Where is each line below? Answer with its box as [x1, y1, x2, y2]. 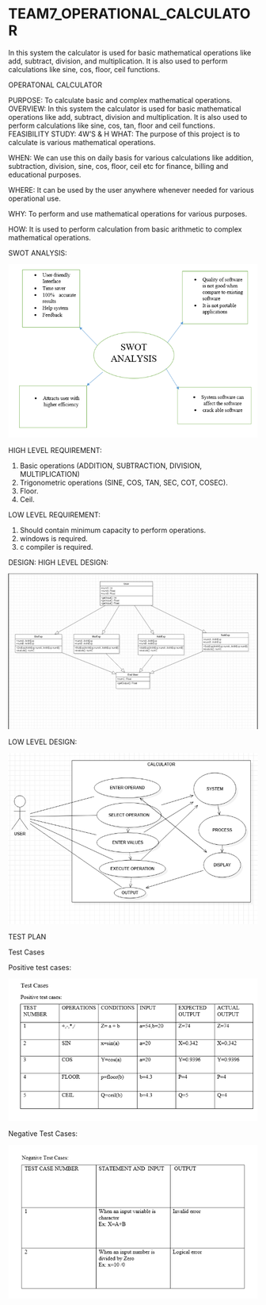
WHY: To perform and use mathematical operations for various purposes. [8, 209, 248, 218]
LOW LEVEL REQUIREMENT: [8, 510, 101, 520]
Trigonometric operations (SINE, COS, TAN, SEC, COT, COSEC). [19, 478, 228, 488]
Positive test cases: [8, 962, 72, 972]
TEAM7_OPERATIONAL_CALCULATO [8, 5, 251, 23]
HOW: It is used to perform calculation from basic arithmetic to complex [8, 224, 242, 234]
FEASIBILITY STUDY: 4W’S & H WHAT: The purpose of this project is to [8, 129, 240, 139]
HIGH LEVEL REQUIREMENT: [8, 446, 103, 455]
